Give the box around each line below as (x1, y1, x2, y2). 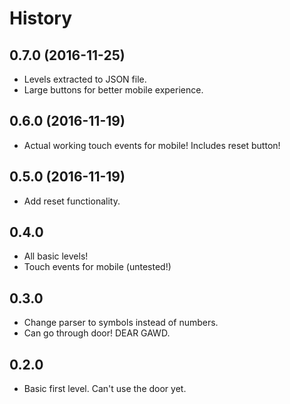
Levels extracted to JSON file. (23, 73, 147, 85)
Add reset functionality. (23, 195, 121, 207)
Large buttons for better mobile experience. (23, 84, 204, 96)
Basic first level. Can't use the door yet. (23, 383, 187, 395)
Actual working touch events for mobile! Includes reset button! (23, 139, 281, 151)
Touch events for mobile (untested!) (23, 261, 172, 273)
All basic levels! (23, 250, 89, 262)
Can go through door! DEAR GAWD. (23, 327, 171, 339)
